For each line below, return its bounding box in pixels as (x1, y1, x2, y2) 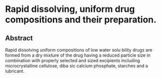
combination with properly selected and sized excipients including (5, 58, 140, 63)
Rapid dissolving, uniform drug (5, 3, 135, 15)
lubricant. (5, 68, 25, 74)
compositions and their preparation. (5, 14, 157, 25)
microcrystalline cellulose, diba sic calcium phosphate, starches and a (5, 63, 148, 69)
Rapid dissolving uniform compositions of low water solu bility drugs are (5, 47, 153, 53)
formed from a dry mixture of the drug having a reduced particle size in (5, 52, 151, 58)
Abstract (5, 34, 33, 42)
